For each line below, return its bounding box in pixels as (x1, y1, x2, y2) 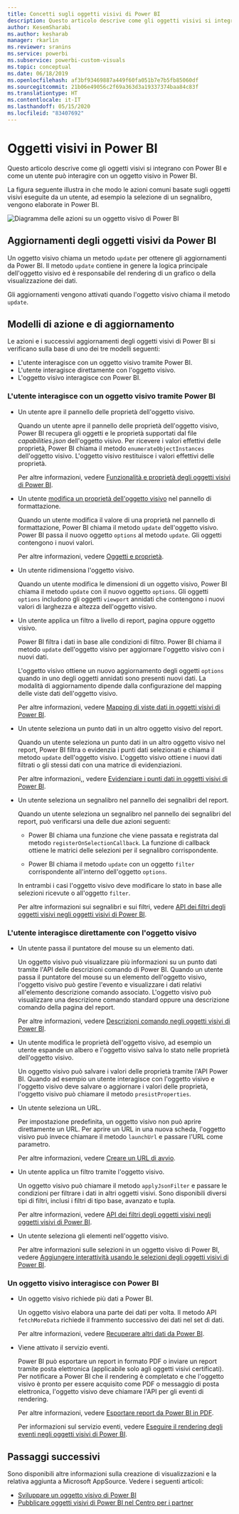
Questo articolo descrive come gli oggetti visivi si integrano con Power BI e (7, 164, 228, 172)
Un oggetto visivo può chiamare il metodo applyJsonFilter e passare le (17, 1181, 228, 1190)
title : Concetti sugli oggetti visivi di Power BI (7, 10, 161, 18)
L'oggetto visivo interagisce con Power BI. (17, 374, 141, 382)
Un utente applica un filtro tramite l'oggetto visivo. (17, 1168, 165, 1176)
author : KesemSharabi (7, 23, 72, 31)
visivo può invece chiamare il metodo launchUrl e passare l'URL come (17, 1132, 223, 1140)
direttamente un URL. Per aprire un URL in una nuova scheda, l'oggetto (17, 1125, 226, 1133)
